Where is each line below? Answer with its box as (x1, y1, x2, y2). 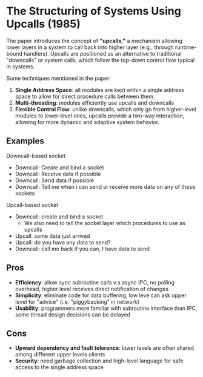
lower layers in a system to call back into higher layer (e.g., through (6, 44, 174, 51)
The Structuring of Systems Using (6, 4, 182, 18)
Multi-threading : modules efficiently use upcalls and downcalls (15, 99, 175, 107)
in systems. (6, 62, 35, 70)
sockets (15, 189, 35, 197)
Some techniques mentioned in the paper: (6, 74, 111, 82)
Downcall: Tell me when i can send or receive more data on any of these (15, 183, 196, 190)
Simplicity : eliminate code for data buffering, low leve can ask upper (15, 292, 187, 299)
